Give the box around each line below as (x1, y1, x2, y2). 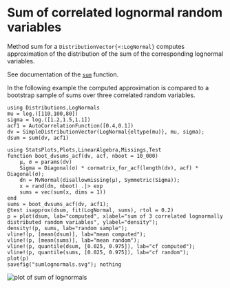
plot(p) (7, 255, 30, 262)
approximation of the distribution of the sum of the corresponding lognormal (7, 50, 224, 58)
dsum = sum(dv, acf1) (7, 134, 70, 141)
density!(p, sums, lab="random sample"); (7, 225, 128, 232)
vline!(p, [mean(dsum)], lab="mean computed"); (7, 231, 147, 238)
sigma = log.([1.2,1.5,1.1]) (7, 116, 91, 123)
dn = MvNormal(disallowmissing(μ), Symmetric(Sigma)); (19, 176, 180, 183)
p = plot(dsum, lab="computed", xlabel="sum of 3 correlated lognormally (7, 212, 224, 220)
